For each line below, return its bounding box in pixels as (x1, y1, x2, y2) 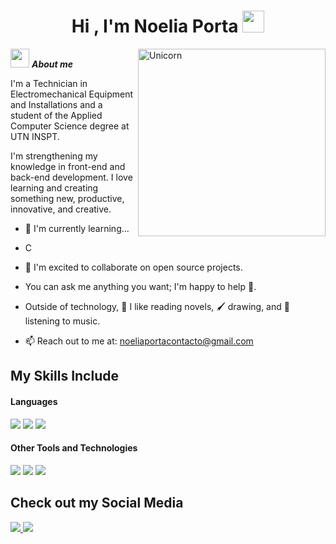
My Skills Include (10, 368, 119, 385)
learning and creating (10, 181, 99, 194)
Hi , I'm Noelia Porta (71, 15, 239, 38)
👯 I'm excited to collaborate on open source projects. (24, 261, 243, 273)
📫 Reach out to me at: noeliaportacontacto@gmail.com (24, 335, 254, 347)
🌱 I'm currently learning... (24, 222, 130, 234)
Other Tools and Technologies (10, 442, 138, 454)
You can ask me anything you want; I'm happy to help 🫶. (24, 280, 257, 292)
